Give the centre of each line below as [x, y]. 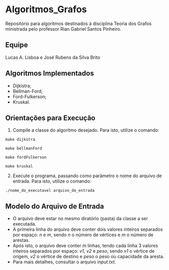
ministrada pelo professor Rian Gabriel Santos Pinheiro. [63, 29]
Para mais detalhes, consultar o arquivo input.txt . [64, 262]
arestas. [21, 240]
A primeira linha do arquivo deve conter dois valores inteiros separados [88, 229]
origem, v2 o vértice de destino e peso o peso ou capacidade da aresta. [88, 257]
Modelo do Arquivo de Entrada [55, 206]
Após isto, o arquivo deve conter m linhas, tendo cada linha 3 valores [85, 246]
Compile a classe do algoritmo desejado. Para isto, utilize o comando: [86, 130]
